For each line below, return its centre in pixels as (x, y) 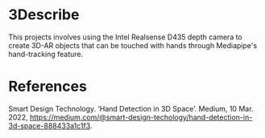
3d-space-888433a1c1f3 (50, 125)
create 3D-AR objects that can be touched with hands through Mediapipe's (133, 45)
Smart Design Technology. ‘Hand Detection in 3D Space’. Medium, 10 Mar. (131, 108)
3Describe (44, 15)
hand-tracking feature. (46, 54)
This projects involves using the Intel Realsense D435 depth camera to (126, 37)
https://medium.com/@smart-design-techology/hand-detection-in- (141, 117)
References (48, 87)
